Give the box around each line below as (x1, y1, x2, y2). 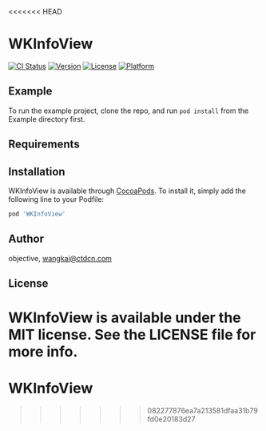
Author (8, 232, 44, 246)
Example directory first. (8, 114, 85, 123)
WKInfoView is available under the (8, 308, 241, 327)
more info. (8, 343, 78, 361)
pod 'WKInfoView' (8, 210, 66, 218)
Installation (8, 164, 66, 179)
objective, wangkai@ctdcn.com (8, 253, 112, 263)
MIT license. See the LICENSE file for (8, 326, 256, 344)
